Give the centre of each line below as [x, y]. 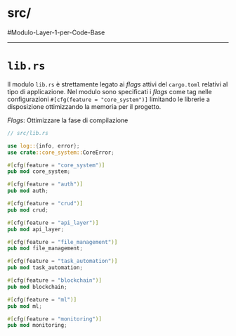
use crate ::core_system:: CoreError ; [61, 153]
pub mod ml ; [25, 306]
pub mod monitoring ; [38, 325]
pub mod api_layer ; [36, 229]
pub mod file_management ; [45, 248]
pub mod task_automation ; [45, 268]
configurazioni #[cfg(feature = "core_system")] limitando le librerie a [109, 99]
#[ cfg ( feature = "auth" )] [45, 184]
